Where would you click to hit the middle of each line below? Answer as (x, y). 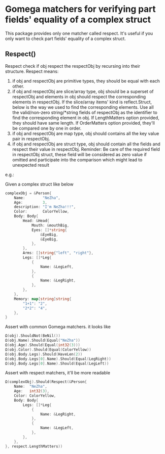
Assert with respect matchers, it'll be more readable (58, 373)
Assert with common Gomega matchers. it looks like (58, 327)
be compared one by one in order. (47, 128)
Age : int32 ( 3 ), (32, 391)
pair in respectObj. (31, 138)
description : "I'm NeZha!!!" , (45, 207)
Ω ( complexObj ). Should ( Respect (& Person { (46, 382)
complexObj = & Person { (28, 193)
